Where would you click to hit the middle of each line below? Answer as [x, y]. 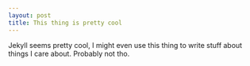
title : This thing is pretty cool [65, 23]
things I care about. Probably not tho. [69, 53]
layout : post [30, 15]
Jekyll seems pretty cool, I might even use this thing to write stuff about [125, 45]
